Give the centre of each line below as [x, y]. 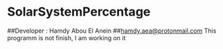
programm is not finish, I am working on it [66, 37]
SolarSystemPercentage [79, 12]
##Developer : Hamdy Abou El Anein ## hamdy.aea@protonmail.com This [112, 31]
